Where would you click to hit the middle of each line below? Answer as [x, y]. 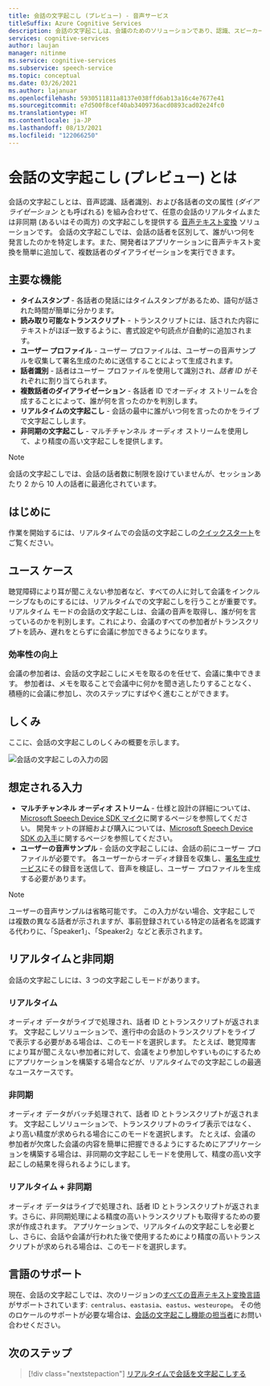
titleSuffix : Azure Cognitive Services [75, 23]
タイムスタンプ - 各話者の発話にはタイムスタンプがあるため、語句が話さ [139, 300]
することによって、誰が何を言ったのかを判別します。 [115, 401]
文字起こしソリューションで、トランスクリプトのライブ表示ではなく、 [139, 1124]
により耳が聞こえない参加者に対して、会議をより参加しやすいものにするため [135, 1052]
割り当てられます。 [80, 381]
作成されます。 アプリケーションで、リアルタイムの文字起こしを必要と [139, 1226]
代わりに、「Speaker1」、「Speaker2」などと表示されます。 [111, 931]
